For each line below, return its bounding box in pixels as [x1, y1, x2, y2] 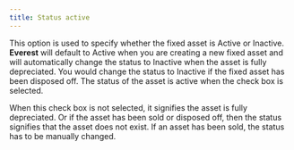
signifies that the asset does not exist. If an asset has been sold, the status [9, 121, 285, 132]
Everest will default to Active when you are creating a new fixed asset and [9, 46, 284, 58]
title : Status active [9, 12, 91, 22]
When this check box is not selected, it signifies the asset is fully [9, 102, 248, 112]
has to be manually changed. [9, 130, 117, 141]
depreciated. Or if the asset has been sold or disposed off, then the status [9, 112, 282, 122]
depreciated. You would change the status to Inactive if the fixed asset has [9, 66, 285, 77]
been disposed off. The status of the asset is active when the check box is [9, 75, 284, 86]
